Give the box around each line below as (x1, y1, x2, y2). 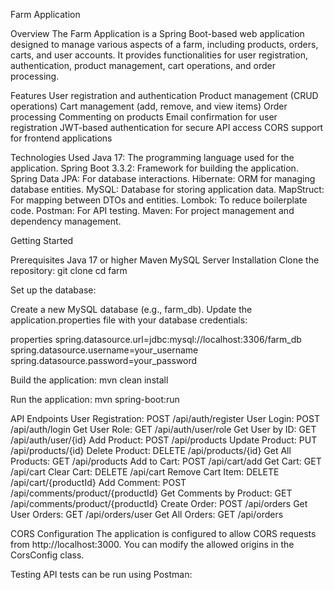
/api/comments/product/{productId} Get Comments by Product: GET (10, 487, 293, 499)
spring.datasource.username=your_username (10, 344, 199, 356)
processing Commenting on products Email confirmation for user (10, 111, 278, 123)
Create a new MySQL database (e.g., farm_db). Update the (10, 304, 253, 315)
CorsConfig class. (10, 549, 85, 561)
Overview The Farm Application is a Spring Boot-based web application (10, 28, 305, 39)
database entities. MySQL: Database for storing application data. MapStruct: (10, 184, 325, 195)
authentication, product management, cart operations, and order (10, 60, 276, 71)
